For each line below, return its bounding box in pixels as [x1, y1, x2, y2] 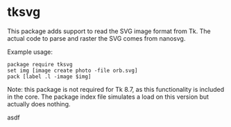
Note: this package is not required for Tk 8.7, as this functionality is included [7, 85, 225, 93]
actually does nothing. [7, 99, 71, 108]
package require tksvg [7, 61, 73, 68]
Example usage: [7, 48, 53, 56]
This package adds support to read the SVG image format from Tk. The [7, 27, 211, 35]
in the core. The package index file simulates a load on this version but [7, 92, 209, 101]
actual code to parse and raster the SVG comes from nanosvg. [7, 34, 186, 42]
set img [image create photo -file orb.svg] [7, 67, 138, 74]
